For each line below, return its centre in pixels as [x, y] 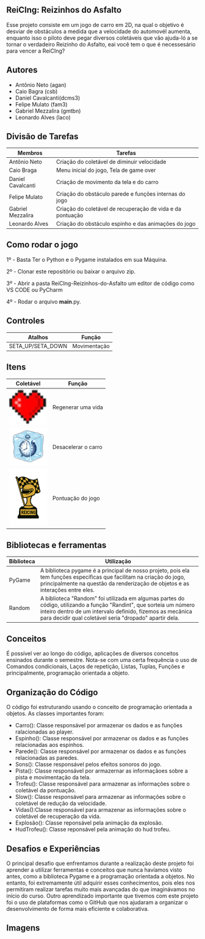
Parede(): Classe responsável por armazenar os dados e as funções [101, 751]
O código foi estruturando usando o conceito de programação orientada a [99, 707]
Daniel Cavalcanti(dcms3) [48, 98]
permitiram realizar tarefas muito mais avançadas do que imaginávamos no [101, 889]
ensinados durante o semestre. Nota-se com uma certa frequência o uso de [102, 660]
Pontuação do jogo [76, 498]
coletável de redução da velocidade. [61, 803]
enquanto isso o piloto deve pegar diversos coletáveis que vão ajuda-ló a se [102, 38]
